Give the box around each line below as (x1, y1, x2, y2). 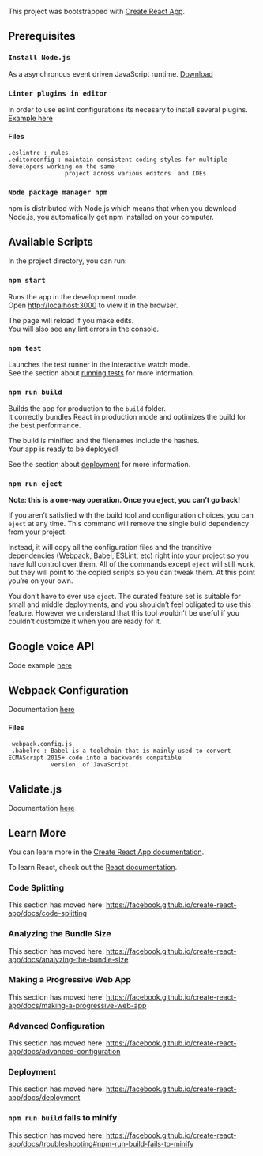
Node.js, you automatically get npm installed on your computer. (8, 213, 215, 222)
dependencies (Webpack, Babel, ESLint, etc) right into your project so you (8, 551, 250, 560)
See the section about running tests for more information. (8, 367, 195, 378)
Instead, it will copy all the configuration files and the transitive (8, 543, 212, 552)
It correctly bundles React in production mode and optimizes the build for (8, 412, 246, 422)
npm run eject (8, 480, 62, 488)
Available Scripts (8, 235, 93, 248)
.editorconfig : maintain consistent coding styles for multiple (8, 156, 227, 164)
